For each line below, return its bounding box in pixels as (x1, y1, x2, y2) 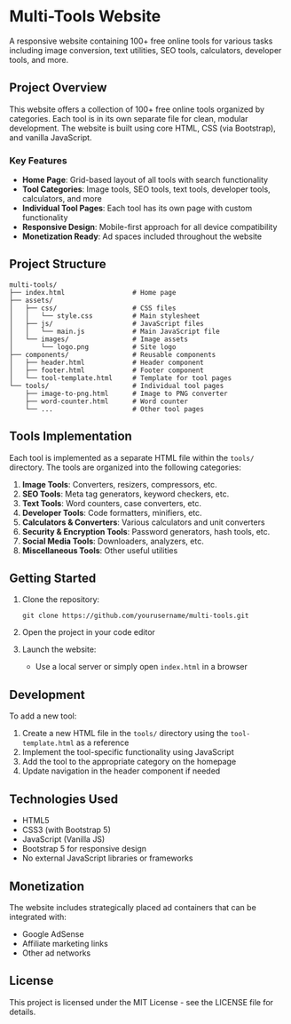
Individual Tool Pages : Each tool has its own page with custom (21, 202, 253, 214)
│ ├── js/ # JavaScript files (9, 319, 204, 328)
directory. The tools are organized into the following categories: (9, 462, 241, 472)
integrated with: (9, 911, 67, 922)
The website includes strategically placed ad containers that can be (9, 901, 257, 912)
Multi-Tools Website (9, 6, 161, 27)
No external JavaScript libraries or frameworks (21, 853, 193, 863)
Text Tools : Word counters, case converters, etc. (21, 497, 202, 508)
